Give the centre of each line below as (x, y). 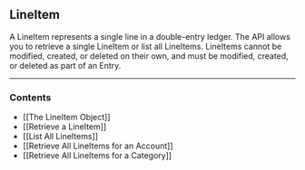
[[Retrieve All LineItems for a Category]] (97, 156)
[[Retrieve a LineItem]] (64, 127)
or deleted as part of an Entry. (65, 65)
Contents (30, 97)
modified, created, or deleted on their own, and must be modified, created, (149, 56)
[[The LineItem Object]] (66, 118)
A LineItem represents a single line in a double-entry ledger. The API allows (150, 36)
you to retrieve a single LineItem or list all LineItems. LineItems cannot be (146, 46)
